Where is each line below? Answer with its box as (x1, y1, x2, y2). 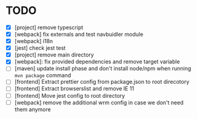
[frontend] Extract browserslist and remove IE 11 (14, 85, 135, 92)
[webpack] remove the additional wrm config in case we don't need (14, 98, 184, 106)
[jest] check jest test (14, 44, 66, 52)
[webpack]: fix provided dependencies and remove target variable (14, 58, 180, 66)
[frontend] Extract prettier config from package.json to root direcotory (14, 78, 190, 86)
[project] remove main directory (14, 51, 95, 58)
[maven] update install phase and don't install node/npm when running (14, 65, 192, 72)
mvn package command (14, 72, 72, 79)
